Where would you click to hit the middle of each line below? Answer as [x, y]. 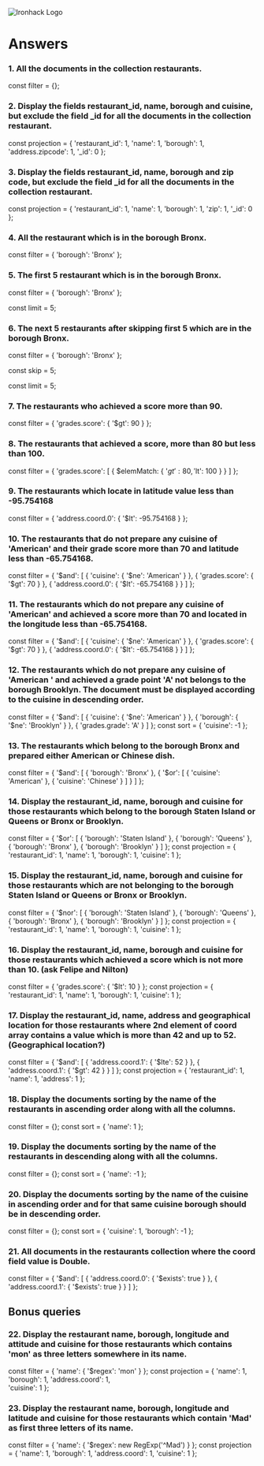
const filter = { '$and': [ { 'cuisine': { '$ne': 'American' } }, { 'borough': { [123, 717]
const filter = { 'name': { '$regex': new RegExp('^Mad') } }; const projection [130, 1445]
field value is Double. [49, 1262]
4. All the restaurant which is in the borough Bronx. [108, 238]
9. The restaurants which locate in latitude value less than [121, 491]
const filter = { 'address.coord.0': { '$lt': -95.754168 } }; [98, 518]
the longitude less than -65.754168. [78, 625]
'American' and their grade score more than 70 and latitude [123, 548]
